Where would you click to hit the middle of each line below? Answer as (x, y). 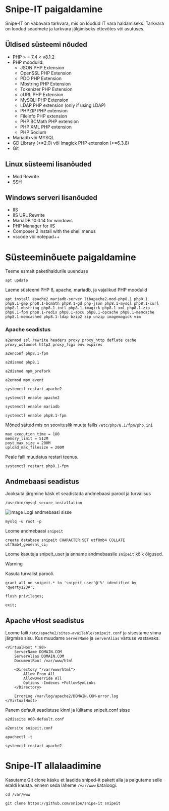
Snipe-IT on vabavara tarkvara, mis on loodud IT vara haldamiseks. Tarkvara (85, 23)
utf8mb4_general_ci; (27, 545)
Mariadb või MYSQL (33, 137)
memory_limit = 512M (27, 438)
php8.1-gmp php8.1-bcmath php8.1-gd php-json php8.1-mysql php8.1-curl (82, 304)
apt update (17, 280)
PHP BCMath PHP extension (49, 121)
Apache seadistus (28, 330)
